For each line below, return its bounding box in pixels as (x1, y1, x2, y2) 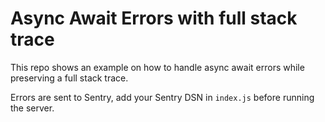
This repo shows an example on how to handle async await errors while (10, 61, 305, 73)
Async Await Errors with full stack (10, 7, 298, 30)
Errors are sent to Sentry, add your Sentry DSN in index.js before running (10, 91, 315, 103)
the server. (10, 102, 55, 114)
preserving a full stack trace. (10, 72, 129, 84)
